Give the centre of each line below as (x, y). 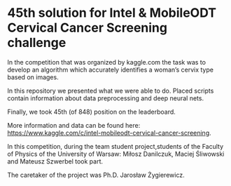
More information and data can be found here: (74, 125)
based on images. (33, 77)
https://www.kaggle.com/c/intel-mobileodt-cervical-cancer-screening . (109, 133)
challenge (37, 43)
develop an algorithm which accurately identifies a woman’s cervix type (110, 69)
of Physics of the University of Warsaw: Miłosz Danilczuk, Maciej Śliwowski (116, 154)
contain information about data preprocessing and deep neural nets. (106, 98)
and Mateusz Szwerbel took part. (55, 161)
